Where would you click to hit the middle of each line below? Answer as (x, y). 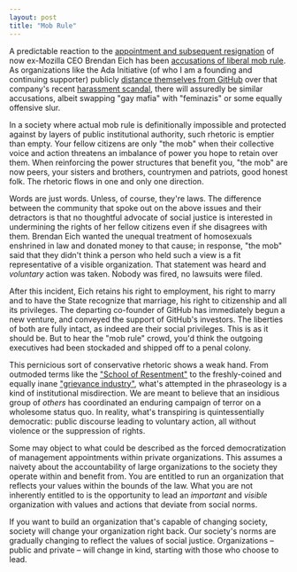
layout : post (33, 17)
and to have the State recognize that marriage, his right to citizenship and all (148, 300)
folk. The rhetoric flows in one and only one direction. (107, 181)
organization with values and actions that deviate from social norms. (133, 504)
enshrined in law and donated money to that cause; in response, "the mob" (146, 246)
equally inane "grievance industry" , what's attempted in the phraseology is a (148, 383)
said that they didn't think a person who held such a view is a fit (125, 255)
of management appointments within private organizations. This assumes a (146, 457)
